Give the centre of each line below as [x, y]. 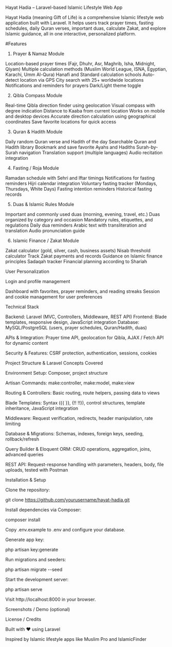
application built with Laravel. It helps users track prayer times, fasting [80, 23]
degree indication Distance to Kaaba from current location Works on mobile [85, 111]
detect [12, 80]
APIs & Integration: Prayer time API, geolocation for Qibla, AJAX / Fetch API [85, 338]
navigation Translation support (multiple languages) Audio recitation [91, 153]
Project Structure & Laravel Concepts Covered [54, 363]
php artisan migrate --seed [34, 569]
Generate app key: [25, 540]
